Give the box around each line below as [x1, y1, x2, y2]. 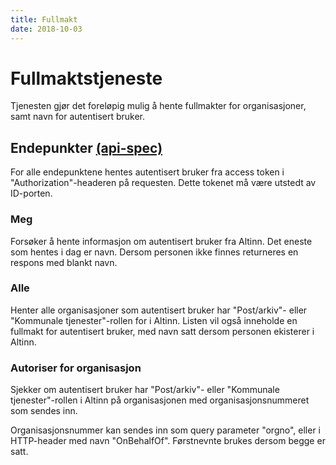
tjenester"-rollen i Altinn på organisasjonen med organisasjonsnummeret [10, 394, 310, 406]
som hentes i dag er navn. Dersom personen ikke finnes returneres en [10, 246, 299, 258]
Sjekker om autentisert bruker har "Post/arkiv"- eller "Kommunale [10, 384, 280, 396]
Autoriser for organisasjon [10, 361, 142, 375]
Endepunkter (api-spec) [10, 139, 163, 156]
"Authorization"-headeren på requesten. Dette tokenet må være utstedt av [10, 177, 317, 189]
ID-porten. [10, 187, 53, 200]
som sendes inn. [10, 405, 78, 417]
